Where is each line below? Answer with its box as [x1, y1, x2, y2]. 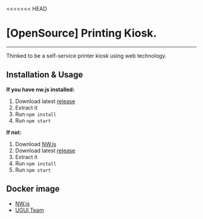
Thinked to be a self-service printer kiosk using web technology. [6, 52, 167, 59]
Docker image [6, 184, 60, 194]
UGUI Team [14, 206, 44, 214]
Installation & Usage [6, 70, 83, 80]
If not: [6, 129, 22, 136]
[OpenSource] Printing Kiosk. [6, 27, 157, 40]
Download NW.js [14, 140, 56, 147]
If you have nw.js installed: [6, 86, 75, 93]
